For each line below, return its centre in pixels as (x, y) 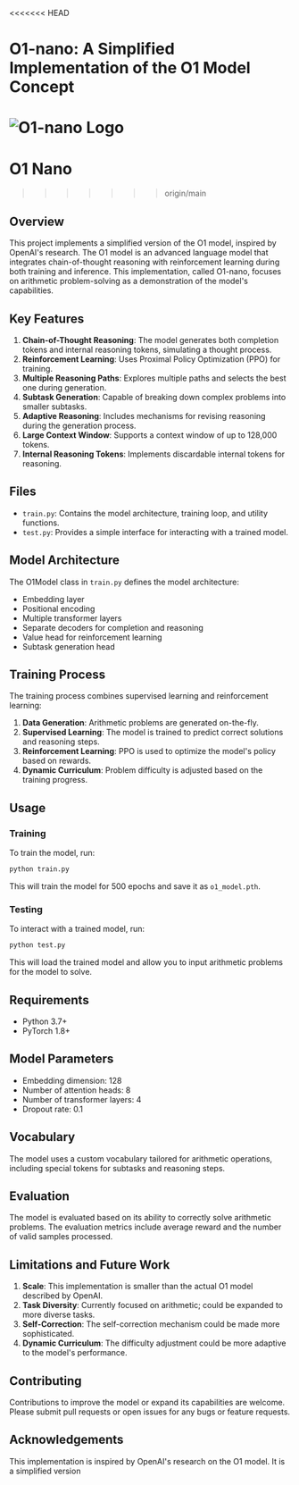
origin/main (186, 193)
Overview (37, 221)
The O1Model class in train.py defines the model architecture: (124, 582)
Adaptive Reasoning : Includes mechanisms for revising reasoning (144, 415)
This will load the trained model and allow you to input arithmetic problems (146, 962)
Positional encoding (58, 608)
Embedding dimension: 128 (72, 1080)
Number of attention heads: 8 (76, 1090)
